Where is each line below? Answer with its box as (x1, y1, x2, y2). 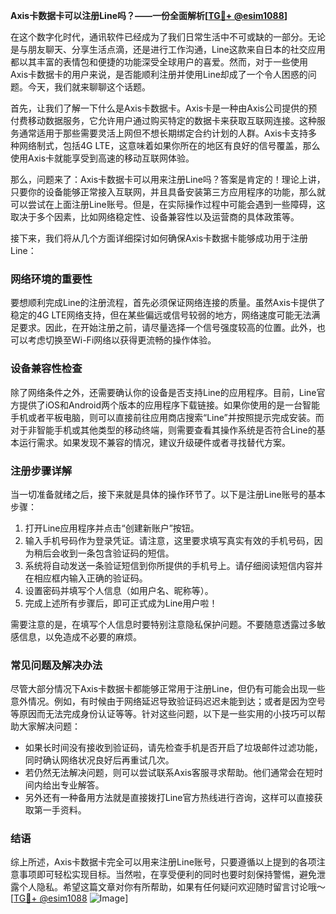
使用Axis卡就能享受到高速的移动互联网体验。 (10, 152, 195, 164)
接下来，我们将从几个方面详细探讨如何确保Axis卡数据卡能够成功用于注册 (10, 232, 309, 244)
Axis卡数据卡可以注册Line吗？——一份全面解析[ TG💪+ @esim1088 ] (10, 10, 288, 21)
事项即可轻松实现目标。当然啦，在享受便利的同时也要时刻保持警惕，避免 (18, 869, 317, 881)
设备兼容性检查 (10, 362, 83, 376)
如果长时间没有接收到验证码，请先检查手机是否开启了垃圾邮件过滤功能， (24, 742, 323, 754)
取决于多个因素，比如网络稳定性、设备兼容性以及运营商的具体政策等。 (10, 211, 300, 223)
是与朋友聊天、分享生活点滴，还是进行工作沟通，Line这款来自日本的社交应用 (10, 44, 326, 55)
